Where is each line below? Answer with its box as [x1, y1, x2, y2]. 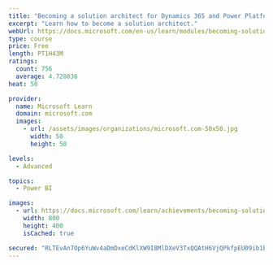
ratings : [8, 58, 38, 66]
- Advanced [15, 162, 53, 171]
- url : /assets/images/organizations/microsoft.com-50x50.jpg [23, 125, 238, 133]
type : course [8, 34, 53, 43]
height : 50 [29, 140, 67, 148]
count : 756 [15, 65, 53, 73]
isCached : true [23, 229, 75, 237]
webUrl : [8, 27, 35, 35]
